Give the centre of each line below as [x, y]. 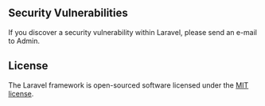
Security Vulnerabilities [68, 13]
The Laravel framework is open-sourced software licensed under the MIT [129, 85]
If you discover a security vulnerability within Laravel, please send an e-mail [132, 32]
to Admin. [24, 41]
